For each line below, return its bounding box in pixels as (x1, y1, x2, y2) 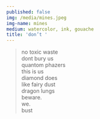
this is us (21, 68, 44, 75)
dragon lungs (21, 87, 55, 95)
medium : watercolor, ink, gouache (6, 26, 95, 32)
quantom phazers (21, 62, 66, 69)
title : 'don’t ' (6, 32, 48, 38)
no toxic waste (21, 48, 59, 56)
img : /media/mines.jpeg (6, 15, 67, 21)
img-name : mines (6, 20, 48, 26)
